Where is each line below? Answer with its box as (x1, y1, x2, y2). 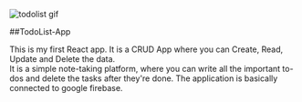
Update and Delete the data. (9, 54, 116, 64)
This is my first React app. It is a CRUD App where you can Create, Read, (9, 44, 284, 55)
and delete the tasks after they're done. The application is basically (26, 73, 278, 84)
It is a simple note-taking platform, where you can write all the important (9, 64, 281, 74)
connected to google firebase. (9, 83, 123, 93)
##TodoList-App (9, 26, 71, 36)
